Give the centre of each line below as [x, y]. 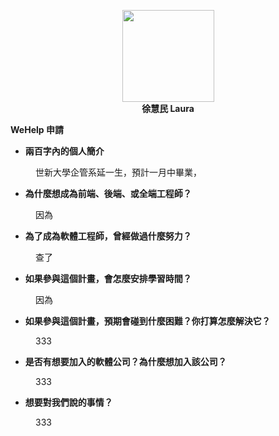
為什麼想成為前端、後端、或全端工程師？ [108, 193]
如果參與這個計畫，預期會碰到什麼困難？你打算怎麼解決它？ [147, 321]
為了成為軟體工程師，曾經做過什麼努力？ [108, 236]
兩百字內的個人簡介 [64, 151]
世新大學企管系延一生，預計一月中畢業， [118, 172]
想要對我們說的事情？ [68, 402]
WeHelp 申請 [37, 129]
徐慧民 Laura [168, 108]
